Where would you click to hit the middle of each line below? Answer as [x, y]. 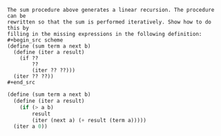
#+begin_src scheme [35, 40]
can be [17, 16]
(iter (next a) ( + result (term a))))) [89, 120]
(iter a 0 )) [31, 127]
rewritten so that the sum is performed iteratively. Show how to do [109, 22]
